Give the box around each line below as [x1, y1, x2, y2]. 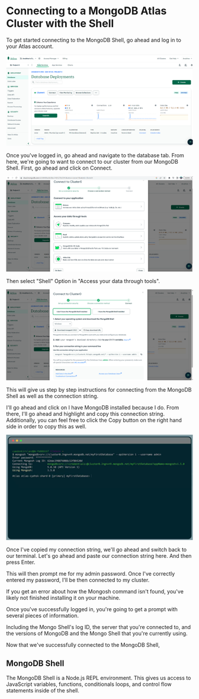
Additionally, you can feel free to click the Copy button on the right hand [6, 417, 182, 424]
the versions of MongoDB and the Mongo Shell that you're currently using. [6, 630, 188, 637]
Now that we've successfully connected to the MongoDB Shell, [6, 641, 160, 648]
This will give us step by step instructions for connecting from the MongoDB [6, 386, 192, 393]
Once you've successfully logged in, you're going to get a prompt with [6, 605, 178, 612]
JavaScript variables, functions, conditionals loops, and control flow [6, 681, 172, 688]
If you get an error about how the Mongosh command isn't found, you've [6, 587, 184, 595]
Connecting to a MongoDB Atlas [6, 4, 167, 18]
